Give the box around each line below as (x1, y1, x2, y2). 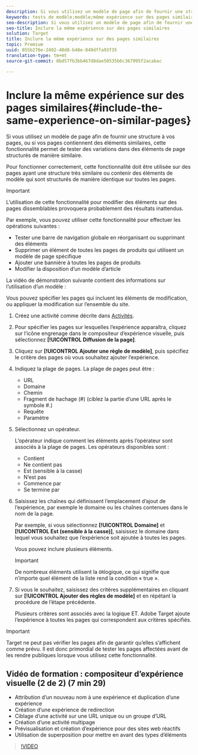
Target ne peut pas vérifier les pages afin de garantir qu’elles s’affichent (6, 639, 181, 646)
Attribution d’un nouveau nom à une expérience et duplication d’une (14, 694, 180, 701)
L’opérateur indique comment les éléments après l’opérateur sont (14, 437, 173, 444)
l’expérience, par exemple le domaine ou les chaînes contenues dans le (14, 504, 189, 511)
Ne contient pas (23, 461, 62, 468)
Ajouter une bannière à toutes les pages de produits (14, 259, 141, 266)
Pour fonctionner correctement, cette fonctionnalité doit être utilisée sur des (6, 163, 191, 170)
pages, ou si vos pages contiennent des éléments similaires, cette (6, 139, 166, 146)
